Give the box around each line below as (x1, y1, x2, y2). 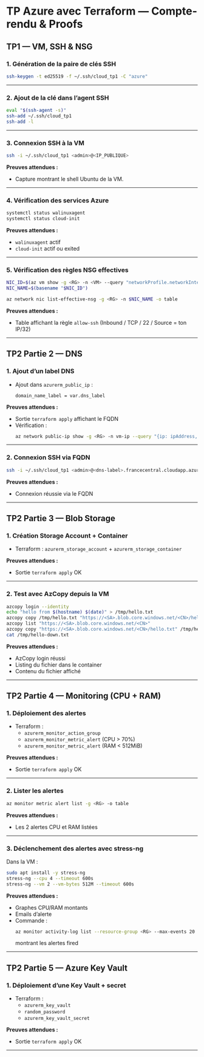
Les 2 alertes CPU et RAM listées (15, 823, 98, 831)
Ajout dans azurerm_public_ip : (15, 381, 93, 388)
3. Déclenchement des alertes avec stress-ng (6, 844, 144, 853)
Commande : (15, 917, 47, 924)
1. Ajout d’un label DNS (6, 367, 75, 375)
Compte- (151, 4, 197, 18)
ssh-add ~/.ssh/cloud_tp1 (6, 113, 72, 119)
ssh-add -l (6, 119, 34, 125)
